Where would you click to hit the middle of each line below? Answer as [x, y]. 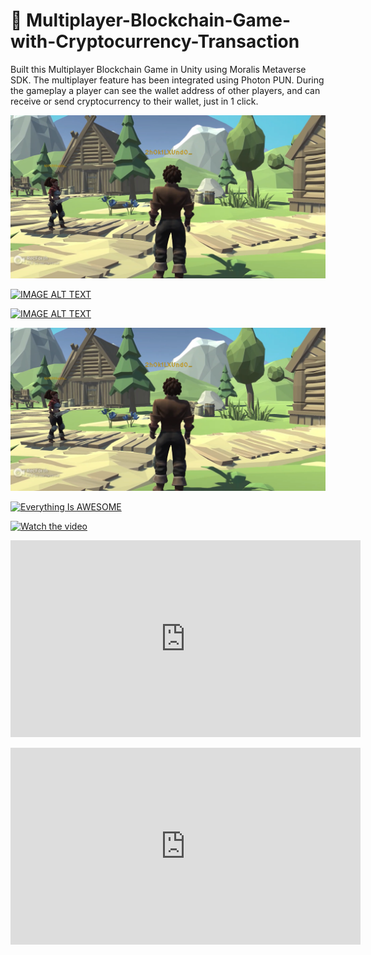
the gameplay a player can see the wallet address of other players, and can [165, 90]
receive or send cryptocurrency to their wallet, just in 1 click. [134, 101]
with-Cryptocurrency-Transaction [155, 41]
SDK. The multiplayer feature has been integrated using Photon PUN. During [167, 80]
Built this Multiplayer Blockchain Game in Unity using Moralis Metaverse [158, 69]
